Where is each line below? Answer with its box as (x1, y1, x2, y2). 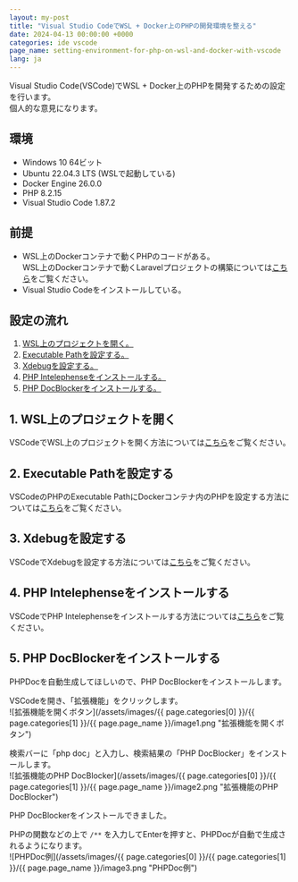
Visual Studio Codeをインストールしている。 (21, 284, 186, 295)
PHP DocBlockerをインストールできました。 (9, 810, 172, 820)
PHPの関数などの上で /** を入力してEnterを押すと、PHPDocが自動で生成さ (9, 828, 287, 839)
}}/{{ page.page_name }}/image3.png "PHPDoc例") (9, 862, 198, 873)
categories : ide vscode (9, 38, 98, 47)
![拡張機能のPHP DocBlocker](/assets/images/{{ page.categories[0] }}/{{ (9, 770, 277, 781)
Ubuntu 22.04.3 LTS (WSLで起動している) (21, 167, 176, 179)
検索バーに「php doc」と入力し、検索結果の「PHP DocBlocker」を (9, 748, 257, 759)
